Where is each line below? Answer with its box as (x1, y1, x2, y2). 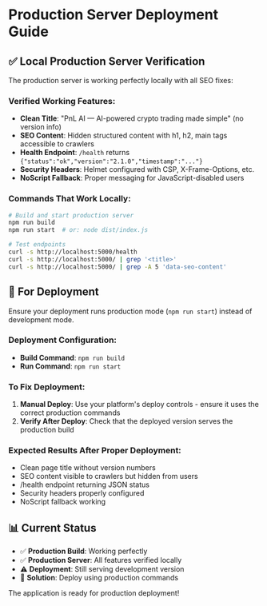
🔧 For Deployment (8, 285, 100, 299)
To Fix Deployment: (8, 381, 86, 393)
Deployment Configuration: (8, 334, 118, 345)
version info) (19, 122, 62, 132)
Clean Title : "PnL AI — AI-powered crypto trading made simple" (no (19, 114, 244, 123)
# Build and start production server (8, 211, 134, 219)
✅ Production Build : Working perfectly (19, 546, 148, 556)
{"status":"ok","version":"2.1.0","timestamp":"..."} (19, 157, 203, 165)
